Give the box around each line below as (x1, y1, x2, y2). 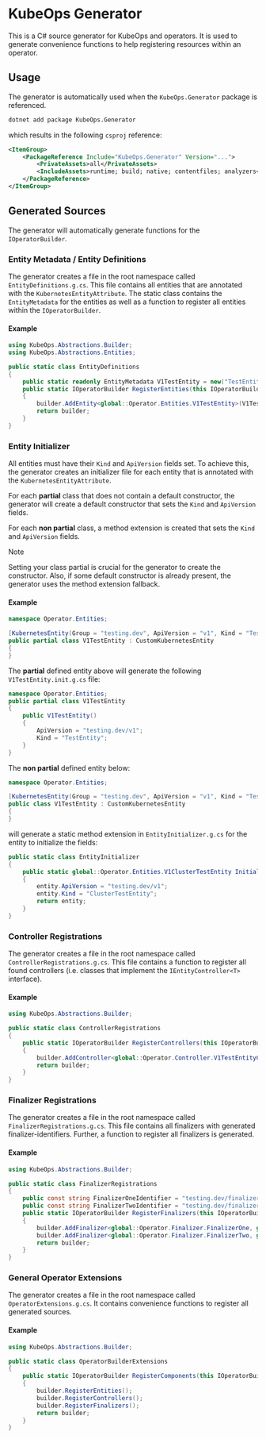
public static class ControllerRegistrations (8, 1025, 161, 1033)
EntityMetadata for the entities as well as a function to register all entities (8, 297, 246, 306)
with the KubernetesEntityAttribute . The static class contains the (8, 288, 222, 298)
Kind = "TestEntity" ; (36, 733, 108, 742)
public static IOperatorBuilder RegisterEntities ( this (22, 385, 207, 393)
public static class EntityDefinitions (8, 363, 140, 371)
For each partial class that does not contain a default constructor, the (8, 491, 235, 501)
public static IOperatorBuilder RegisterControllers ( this (22, 1039, 218, 1047)
